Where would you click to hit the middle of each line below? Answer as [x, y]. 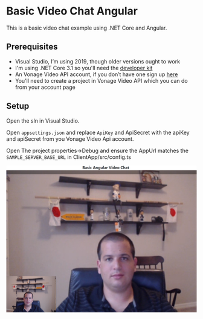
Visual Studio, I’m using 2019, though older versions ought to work [97, 61]
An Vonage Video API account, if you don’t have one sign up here [96, 74]
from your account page [45, 87]
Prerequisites [32, 47]
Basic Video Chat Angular [72, 11]
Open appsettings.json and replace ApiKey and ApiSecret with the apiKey [98, 132]
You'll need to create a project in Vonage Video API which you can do [101, 80]
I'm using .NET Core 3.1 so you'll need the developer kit [84, 68]
